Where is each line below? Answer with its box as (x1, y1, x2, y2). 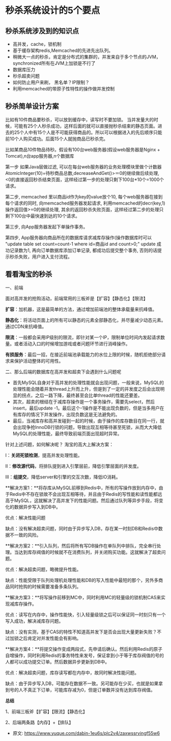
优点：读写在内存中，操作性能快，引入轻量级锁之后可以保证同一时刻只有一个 (5, 611, 166, 618)
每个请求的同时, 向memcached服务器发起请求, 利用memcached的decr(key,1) (5, 200, 165, 206)
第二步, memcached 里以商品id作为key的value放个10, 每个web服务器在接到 (5, 193, 163, 199)
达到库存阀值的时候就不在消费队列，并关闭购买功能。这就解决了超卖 (18, 549, 161, 555)
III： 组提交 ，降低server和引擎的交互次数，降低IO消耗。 (5, 474, 121, 480)
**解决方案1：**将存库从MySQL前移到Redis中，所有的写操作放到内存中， (5, 484, 159, 491)
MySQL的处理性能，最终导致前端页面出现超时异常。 (12, 430, 122, 437)
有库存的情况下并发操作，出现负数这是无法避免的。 (12, 411, 120, 417)
